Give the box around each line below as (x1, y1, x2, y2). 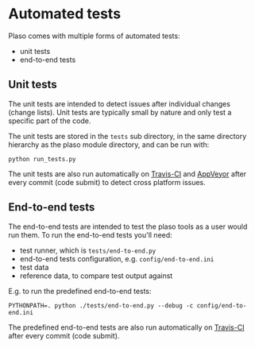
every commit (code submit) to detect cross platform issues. (8, 177, 207, 187)
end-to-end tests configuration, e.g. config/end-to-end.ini (19, 253, 214, 263)
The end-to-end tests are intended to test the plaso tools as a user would (8, 222, 248, 231)
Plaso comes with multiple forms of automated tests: (8, 31, 180, 41)
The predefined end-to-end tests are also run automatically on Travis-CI (8, 323, 245, 332)
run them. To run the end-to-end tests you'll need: (8, 230, 172, 239)
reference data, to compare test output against (19, 271, 173, 280)
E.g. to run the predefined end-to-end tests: (8, 286, 153, 296)
